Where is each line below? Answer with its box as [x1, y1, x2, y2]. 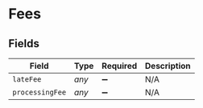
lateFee [12, 75, 42, 84]
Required [101, 61, 138, 71]
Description [144, 61, 191, 71]
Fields [8, 37, 40, 50]
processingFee [12, 88, 67, 97]
